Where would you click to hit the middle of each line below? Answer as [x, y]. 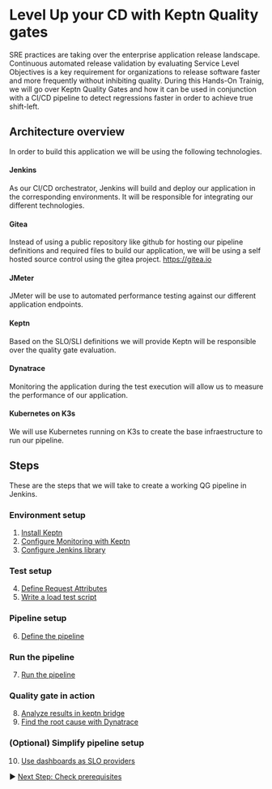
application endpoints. [46, 304]
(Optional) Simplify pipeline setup [77, 743]
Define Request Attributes [64, 589]
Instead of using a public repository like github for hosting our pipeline [126, 242]
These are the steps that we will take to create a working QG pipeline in [128, 485]
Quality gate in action [52, 696]
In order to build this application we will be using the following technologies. [136, 151]
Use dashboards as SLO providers [78, 761]
